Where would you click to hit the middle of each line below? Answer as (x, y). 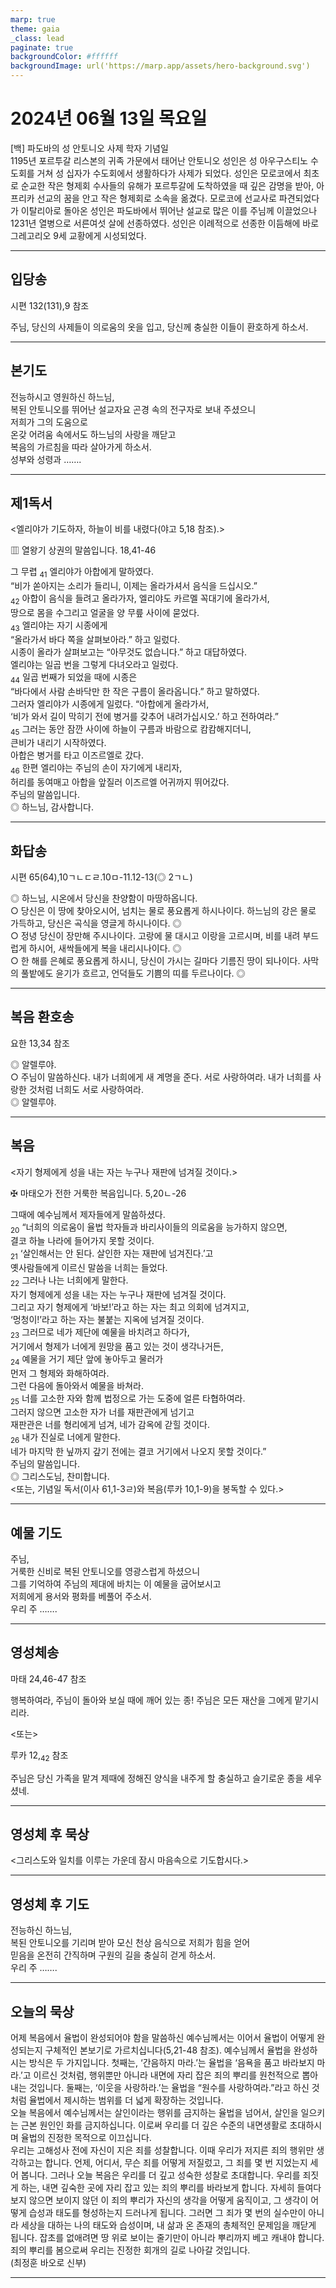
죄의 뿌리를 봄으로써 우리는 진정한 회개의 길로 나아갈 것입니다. (130, 2250)
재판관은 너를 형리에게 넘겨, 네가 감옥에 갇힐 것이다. (110, 1425)
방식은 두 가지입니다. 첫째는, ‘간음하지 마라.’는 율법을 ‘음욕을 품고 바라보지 (171, 2063)
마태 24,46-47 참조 (48, 1678)
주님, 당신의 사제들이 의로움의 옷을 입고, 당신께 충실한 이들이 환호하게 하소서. (159, 327)
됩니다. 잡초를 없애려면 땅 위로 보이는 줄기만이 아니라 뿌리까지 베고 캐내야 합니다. (167, 2238)
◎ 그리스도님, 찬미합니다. (60, 1477)
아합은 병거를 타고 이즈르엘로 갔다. (77, 755)
